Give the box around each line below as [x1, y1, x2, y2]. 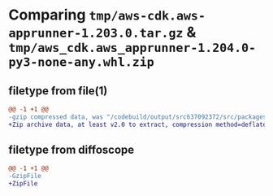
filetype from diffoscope [8, 143, 135, 157]
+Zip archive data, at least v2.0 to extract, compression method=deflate [8, 120, 267, 128]
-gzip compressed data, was [8, 112, 104, 121]
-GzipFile [8, 172, 42, 181]
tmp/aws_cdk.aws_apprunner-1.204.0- [8, 41, 257, 56]
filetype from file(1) [8, 84, 108, 98]
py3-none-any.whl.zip [8, 54, 154, 70]
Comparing [8, 6, 86, 24]
